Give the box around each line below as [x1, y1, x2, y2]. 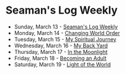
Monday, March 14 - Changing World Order [14, 29, 120, 36]
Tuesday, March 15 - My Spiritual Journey [14, 36, 116, 43]
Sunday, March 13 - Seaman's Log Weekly [14, 23, 118, 30]
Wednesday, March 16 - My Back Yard [14, 42, 108, 49]
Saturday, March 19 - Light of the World [14, 60, 111, 68]
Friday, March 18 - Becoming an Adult [14, 54, 107, 62]
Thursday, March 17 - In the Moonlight [14, 48, 108, 55]
